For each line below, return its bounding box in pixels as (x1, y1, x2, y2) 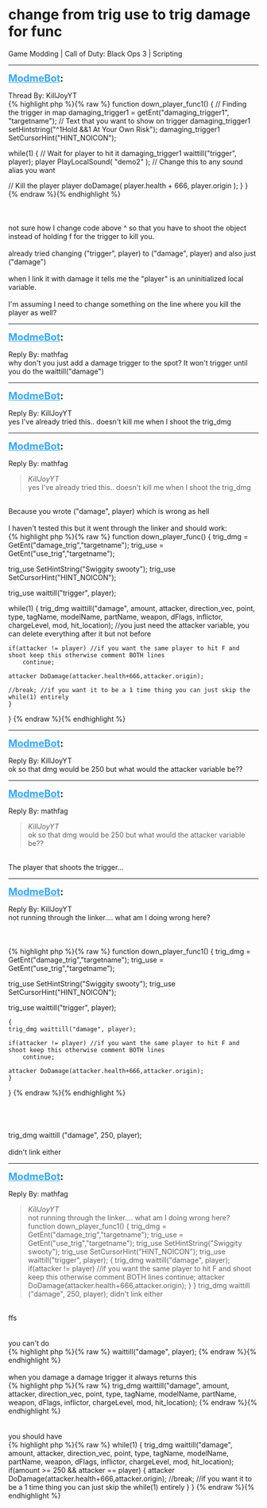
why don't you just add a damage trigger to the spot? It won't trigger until (8, 358, 248, 367)
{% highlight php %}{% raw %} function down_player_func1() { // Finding (8, 99, 247, 108)
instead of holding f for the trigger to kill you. (8, 231, 155, 241)
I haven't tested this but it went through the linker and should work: (8, 523, 228, 533)
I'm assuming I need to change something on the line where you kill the (8, 299, 242, 308)
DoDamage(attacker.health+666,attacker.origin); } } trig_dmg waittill (27, 1280, 250, 1290)
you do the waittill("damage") (8, 366, 105, 376)
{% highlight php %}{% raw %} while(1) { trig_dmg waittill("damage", (8, 1439, 233, 1449)
